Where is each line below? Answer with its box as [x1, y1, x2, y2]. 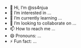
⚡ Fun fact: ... [9, 38, 37, 44]
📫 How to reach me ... [9, 26, 55, 31]
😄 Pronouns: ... [9, 33, 42, 39]
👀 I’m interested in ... [9, 10, 52, 16]
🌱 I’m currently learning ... [9, 15, 62, 21]
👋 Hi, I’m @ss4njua [9, 5, 48, 10]
